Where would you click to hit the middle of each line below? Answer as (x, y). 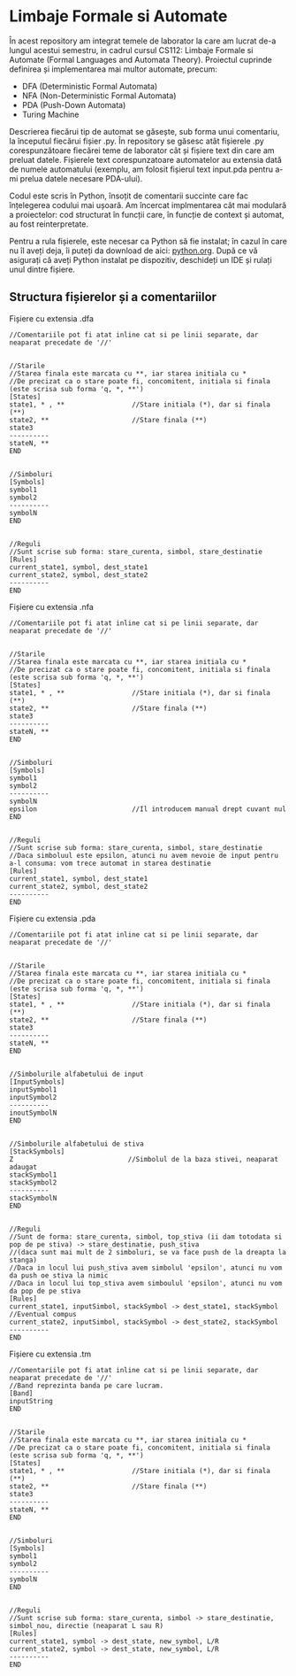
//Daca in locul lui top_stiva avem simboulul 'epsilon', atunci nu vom (146, 1283)
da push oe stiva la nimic (59, 1275)
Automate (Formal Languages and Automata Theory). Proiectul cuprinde (140, 59)
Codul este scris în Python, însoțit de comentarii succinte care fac (129, 196)
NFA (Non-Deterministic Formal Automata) (99, 96)
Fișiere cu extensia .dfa (52, 318)
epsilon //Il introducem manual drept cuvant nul (148, 809)
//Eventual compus (43, 1314)
